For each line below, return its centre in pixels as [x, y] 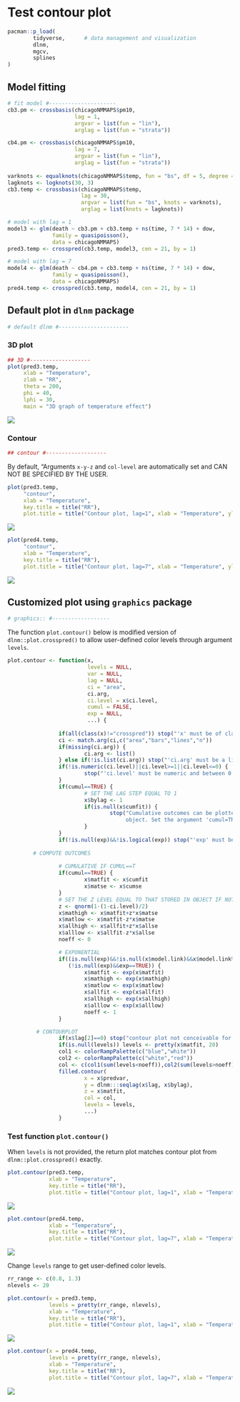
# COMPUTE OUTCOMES [62, 853]
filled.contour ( [82, 1071]
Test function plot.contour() [58, 1136]
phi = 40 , [38, 394]
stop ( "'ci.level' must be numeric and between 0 [158, 773]
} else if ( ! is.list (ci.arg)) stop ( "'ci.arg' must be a [141, 760]
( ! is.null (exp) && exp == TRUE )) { [115, 966]
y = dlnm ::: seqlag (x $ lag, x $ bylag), [139, 1085]
